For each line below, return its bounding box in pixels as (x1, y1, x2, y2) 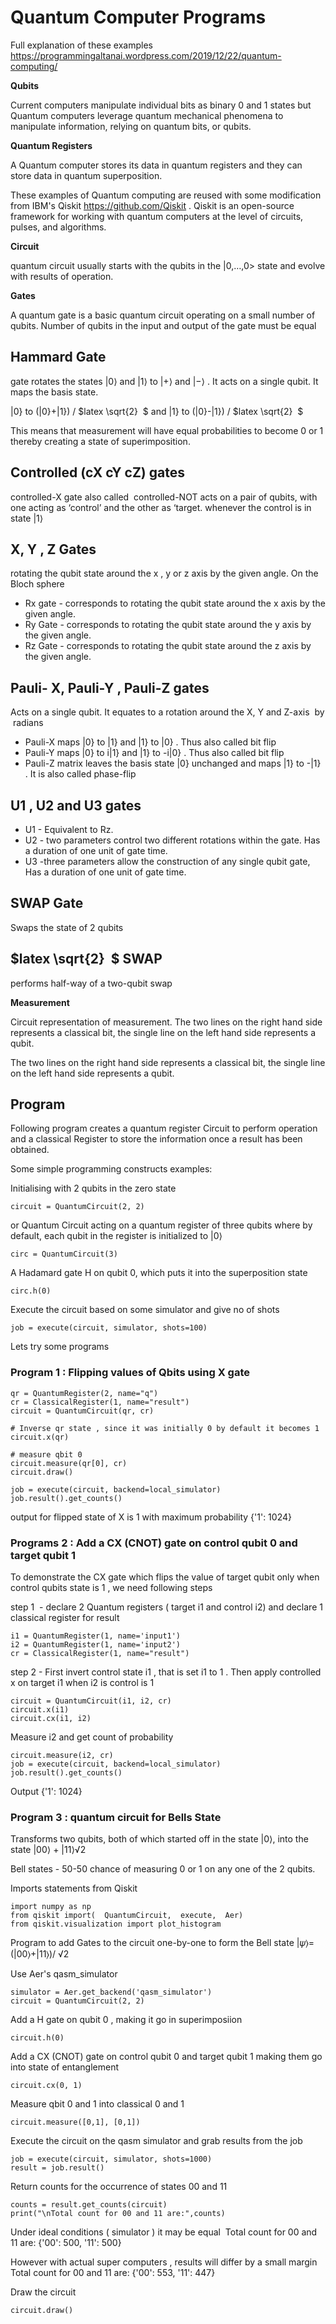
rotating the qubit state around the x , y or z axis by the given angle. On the (10, 567, 319, 580)
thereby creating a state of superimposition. (10, 435, 191, 447)
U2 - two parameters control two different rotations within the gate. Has (24, 834, 321, 846)
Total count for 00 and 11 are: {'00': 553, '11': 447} (10, 2267, 216, 2279)
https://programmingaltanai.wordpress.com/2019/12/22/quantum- (10, 49, 282, 61)
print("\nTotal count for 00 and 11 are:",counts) (10, 2209, 226, 2219)
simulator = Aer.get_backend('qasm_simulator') (10, 1987, 213, 1998)
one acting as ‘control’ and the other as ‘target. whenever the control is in (10, 501, 312, 513)
